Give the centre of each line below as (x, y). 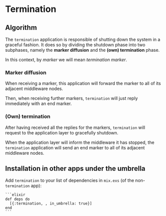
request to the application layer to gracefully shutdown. (62, 132)
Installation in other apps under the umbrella (75, 168)
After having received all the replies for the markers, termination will (75, 127)
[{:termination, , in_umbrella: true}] (51, 204)
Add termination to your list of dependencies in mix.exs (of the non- (75, 181)
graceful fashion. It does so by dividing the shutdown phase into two (75, 45)
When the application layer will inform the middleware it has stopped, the (80, 142)
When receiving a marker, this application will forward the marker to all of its (83, 84)
